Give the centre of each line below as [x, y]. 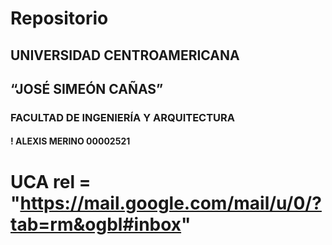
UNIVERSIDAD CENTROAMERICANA [125, 55]
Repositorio [59, 18]
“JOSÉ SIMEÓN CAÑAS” [87, 88]
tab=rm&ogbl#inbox [96, 224]
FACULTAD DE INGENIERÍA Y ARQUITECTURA [123, 117]
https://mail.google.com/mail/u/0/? [170, 203]
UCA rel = [51, 181]
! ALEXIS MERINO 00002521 [70, 141]
